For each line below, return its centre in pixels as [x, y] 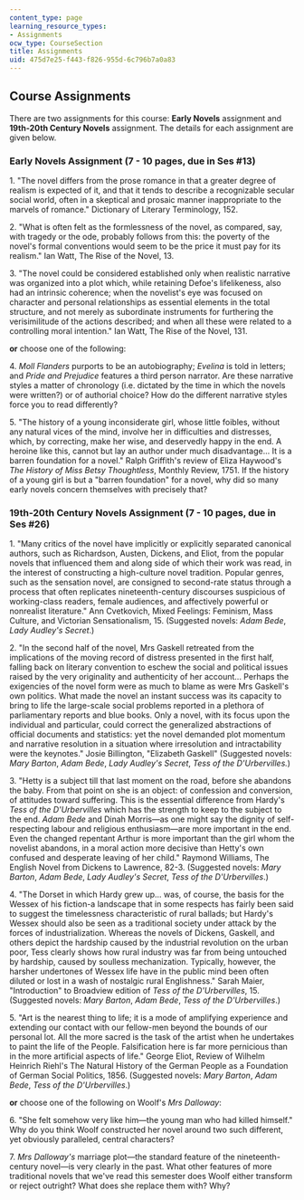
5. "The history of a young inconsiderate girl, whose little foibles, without [145, 423]
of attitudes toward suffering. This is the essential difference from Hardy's [147, 800]
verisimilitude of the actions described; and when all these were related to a [151, 321]
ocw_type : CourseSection [56, 43]
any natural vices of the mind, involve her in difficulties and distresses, [141, 432]
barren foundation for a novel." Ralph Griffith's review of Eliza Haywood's [146, 461]
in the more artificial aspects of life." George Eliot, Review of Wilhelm [137, 1056]
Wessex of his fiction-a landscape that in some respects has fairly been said [152, 904]
